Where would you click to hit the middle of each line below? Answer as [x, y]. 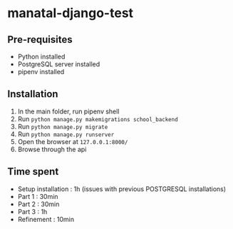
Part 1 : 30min [38, 196]
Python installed [41, 56]
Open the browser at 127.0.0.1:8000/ [73, 141]
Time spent [33, 172]
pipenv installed [41, 72]
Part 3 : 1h [32, 211]
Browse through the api [52, 149]
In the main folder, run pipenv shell [68, 111]
